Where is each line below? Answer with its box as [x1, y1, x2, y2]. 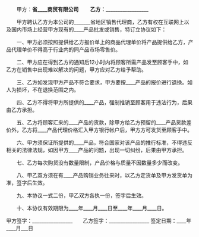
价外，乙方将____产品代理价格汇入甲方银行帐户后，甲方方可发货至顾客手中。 [6, 126, 193, 133]
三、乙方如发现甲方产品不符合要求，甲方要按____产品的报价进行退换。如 [16, 79, 193, 86]
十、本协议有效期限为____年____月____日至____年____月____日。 [16, 205, 168, 211]
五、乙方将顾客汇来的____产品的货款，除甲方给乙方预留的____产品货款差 [16, 119, 192, 126]
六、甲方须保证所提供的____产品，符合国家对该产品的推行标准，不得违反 [16, 139, 193, 146]
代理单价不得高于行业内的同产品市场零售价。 [11, 46, 121, 53]
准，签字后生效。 [6, 179, 48, 186]
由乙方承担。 [6, 107, 37, 113]
